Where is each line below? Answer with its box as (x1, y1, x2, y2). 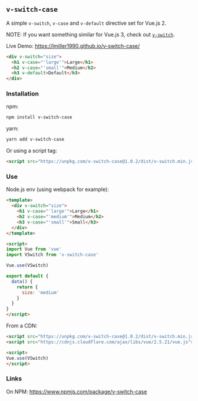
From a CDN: (6, 322, 38, 330)
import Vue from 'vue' (6, 246, 62, 252)
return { (16, 284, 38, 290)
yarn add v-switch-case (6, 136, 65, 143)
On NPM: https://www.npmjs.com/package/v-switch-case (6, 388, 147, 395)
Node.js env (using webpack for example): (6, 186, 109, 193)
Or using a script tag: (6, 147, 57, 155)
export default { (6, 273, 49, 280)
